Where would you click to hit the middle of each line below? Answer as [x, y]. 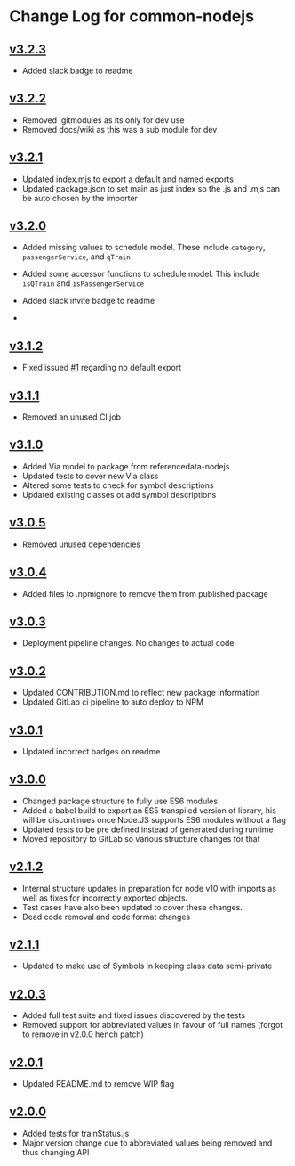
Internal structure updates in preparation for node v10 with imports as [149, 888]
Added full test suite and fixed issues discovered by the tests [134, 1015]
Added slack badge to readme [77, 70]
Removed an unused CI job [72, 417]
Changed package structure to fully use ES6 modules [120, 801]
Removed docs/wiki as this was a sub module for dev [120, 129]
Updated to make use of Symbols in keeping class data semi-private [147, 966]
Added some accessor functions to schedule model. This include [141, 274]
